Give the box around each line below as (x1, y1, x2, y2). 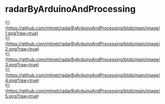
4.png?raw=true (5, 77, 38, 83)
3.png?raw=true (5, 62, 38, 68)
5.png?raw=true (5, 93, 38, 99)
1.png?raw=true (5, 30, 37, 36)
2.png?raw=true (5, 46, 38, 52)
